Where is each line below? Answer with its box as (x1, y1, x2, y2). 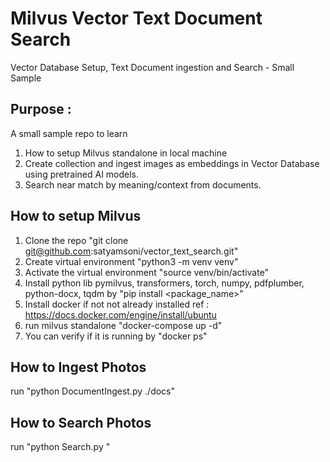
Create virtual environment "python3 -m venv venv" (24, 255, 239, 267)
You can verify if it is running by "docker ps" (24, 330, 208, 342)
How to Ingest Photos (10, 358, 147, 376)
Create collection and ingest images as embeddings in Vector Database (24, 157, 320, 169)
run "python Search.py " (10, 441, 111, 453)
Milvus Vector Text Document (10, 7, 263, 30)
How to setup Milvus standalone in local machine (24, 147, 228, 159)
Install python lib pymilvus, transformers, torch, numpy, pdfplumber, (24, 277, 305, 289)
